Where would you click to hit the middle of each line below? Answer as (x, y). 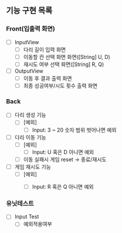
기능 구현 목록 (29, 11)
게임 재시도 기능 (33, 166)
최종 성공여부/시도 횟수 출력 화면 (60, 86)
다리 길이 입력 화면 (45, 50)
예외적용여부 (38, 224)
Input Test (27, 216)
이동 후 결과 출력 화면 (48, 78)
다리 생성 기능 (30, 115)
